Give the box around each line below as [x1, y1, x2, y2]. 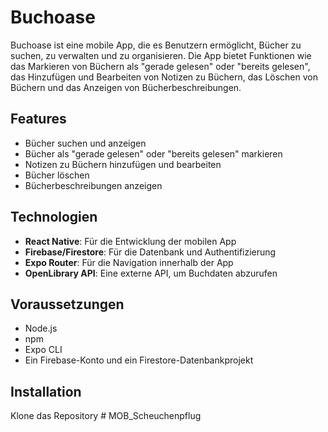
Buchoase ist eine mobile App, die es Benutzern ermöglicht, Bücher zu [10, 39, 302, 51]
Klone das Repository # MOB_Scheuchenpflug [10, 410, 202, 422]
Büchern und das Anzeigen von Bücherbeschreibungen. [10, 81, 242, 93]
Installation [10, 383, 82, 400]
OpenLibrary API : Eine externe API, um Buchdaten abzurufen [24, 267, 278, 279]
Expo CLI [24, 344, 63, 356]
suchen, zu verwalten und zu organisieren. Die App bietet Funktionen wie [10, 49, 312, 61]
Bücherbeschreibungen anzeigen [24, 179, 163, 191]
